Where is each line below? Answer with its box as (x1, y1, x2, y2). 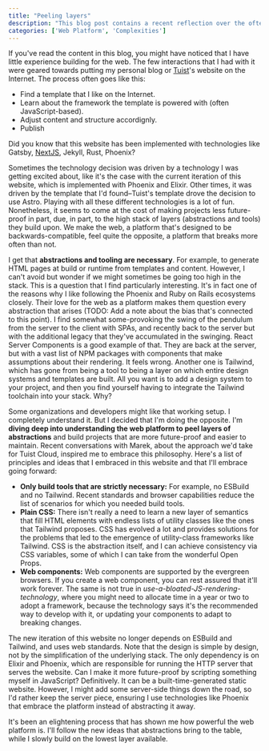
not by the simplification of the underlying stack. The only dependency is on (8, 650, 260, 661)
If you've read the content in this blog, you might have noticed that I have (8, 49, 250, 58)
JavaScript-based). (19, 106, 84, 116)
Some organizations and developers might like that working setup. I (8, 407, 231, 416)
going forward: (8, 466, 58, 476)
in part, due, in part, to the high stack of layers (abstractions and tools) (27, 214, 261, 224)
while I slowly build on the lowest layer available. (8, 734, 168, 744)
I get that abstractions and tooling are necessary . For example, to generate (8, 255, 259, 265)
